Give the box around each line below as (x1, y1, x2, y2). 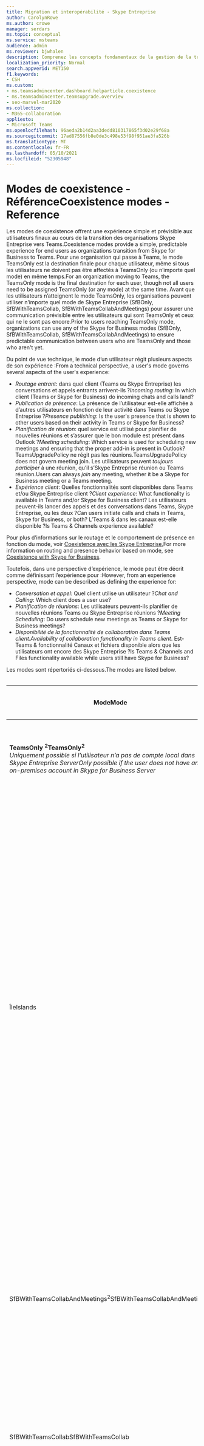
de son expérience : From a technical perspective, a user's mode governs (6, 362, 189, 369)
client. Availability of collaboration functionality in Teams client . (15, 635, 173, 643)
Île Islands (9, 1003, 36, 1012)
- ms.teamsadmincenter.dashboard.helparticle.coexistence (6, 88, 156, 94)
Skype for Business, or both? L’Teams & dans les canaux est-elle (15, 516, 177, 523)
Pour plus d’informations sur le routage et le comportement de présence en (6, 534, 195, 541)
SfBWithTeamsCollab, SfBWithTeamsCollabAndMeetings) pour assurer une (6, 305, 194, 313)
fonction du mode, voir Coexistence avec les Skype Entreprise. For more (6, 541, 186, 548)
